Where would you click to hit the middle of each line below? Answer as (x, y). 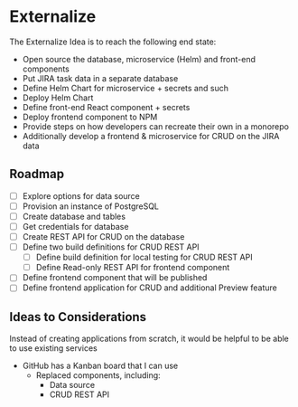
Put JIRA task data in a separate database (100, 78)
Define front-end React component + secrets (106, 107)
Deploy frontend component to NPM (90, 117)
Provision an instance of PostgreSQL (91, 206)
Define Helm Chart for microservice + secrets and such (125, 88)
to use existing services (53, 348)
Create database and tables (74, 216)
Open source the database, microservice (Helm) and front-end (139, 59)
